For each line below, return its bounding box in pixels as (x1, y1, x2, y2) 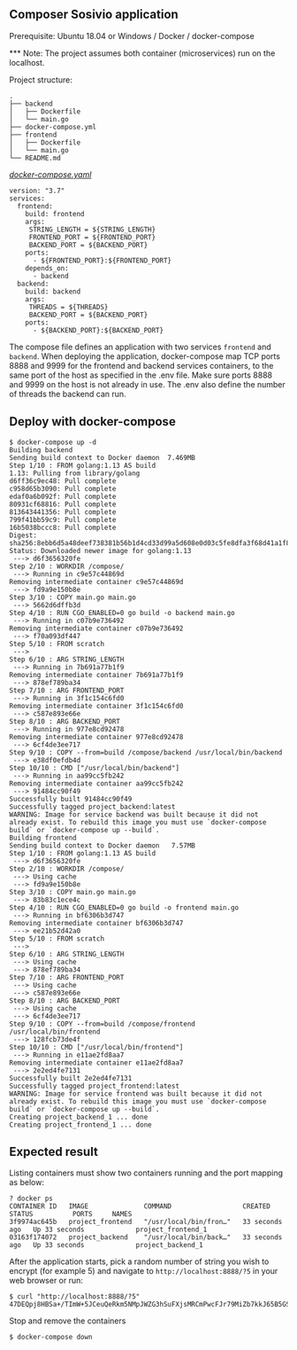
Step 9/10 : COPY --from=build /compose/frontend (9, 1019, 196, 1028)
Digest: (9, 531, 38, 540)
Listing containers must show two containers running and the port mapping (9, 1167, 283, 1178)
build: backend (25, 287, 81, 296)
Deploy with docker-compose (9, 414, 177, 429)
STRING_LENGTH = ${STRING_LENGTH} (28, 225, 156, 234)
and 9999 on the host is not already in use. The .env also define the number (9, 378, 286, 389)
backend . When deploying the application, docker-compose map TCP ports (9, 350, 281, 362)
